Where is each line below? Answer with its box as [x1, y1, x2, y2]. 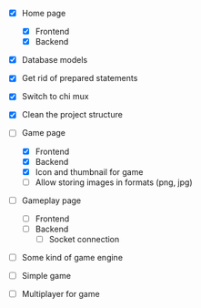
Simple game [21, 271, 72, 282]
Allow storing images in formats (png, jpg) [35, 177, 193, 188]
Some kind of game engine [21, 252, 124, 262]
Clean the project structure [21, 109, 124, 120]
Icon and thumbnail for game [35, 166, 144, 177]
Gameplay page [21, 195, 82, 206]
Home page [21, 8, 66, 18]
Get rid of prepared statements [21, 73, 138, 84]
